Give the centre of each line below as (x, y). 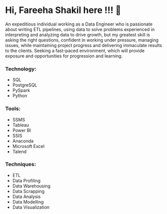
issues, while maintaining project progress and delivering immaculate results (83, 45)
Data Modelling (28, 201)
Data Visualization (31, 207)
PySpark (21, 90)
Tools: (13, 108)
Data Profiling (26, 180)
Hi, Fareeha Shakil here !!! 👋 (63, 10)
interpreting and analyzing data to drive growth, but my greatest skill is (78, 34)
